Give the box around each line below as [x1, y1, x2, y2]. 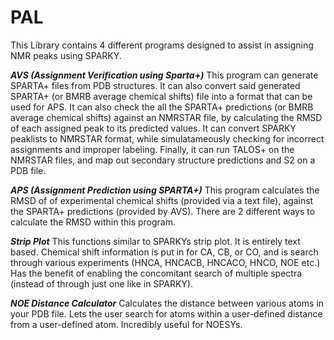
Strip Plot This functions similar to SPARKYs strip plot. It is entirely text [10, 235, 301, 247]
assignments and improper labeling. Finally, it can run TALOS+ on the [10, 143, 295, 155]
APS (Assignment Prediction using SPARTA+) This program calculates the [10, 184, 320, 196]
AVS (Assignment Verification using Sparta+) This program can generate [10, 69, 319, 81]
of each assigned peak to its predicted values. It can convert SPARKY [10, 122, 297, 134]
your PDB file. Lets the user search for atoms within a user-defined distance [10, 307, 323, 320]
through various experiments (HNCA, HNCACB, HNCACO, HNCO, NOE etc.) [10, 256, 321, 268]
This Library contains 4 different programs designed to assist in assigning [10, 39, 314, 51]
